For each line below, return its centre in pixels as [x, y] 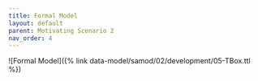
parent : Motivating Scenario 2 [61, 30]
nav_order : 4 [30, 38]
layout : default [36, 23]
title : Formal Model [43, 16]
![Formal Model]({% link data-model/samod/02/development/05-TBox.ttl [129, 61]
